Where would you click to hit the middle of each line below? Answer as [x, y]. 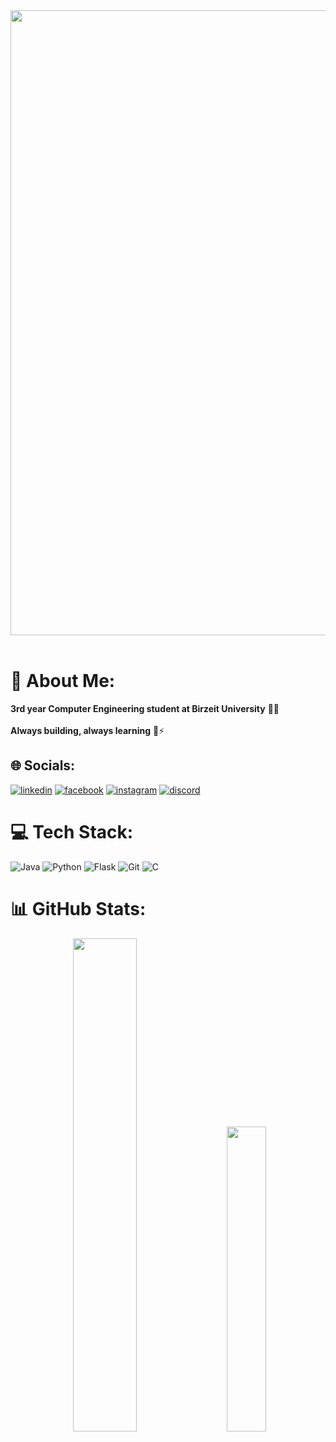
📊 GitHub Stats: [78, 908]
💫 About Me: [63, 681]
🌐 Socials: [43, 765]
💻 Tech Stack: [72, 831]
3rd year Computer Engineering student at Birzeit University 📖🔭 [145, 708]
